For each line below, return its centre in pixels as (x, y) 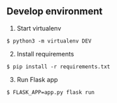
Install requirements (45, 54)
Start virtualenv (39, 28)
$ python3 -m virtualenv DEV (49, 41)
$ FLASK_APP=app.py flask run (51, 92)
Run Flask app (37, 79)
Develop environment (55, 11)
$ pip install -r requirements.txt (58, 66)
